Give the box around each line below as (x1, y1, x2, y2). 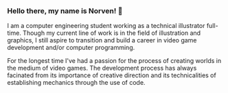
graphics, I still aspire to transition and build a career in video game (7, 36, 197, 44)
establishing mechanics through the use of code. (7, 79, 146, 87)
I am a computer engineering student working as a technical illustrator (7, 22, 205, 30)
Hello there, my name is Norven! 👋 (7, 6, 123, 16)
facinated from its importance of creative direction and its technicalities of (7, 71, 216, 79)
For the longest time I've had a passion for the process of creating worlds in (7, 57, 222, 65)
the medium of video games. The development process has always (7, 64, 197, 72)
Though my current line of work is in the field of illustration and (23, 29, 201, 37)
